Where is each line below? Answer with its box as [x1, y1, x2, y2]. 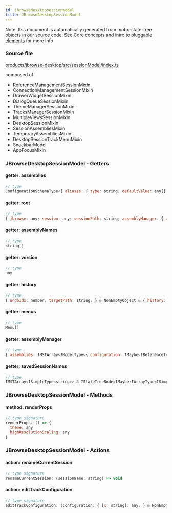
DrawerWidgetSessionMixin [12, 92, 72, 98]
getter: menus [5, 309, 36, 315]
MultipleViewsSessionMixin [12, 114, 71, 121]
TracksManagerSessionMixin [12, 109, 74, 115]
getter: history [5, 282, 37, 288]
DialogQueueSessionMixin [12, 98, 69, 104]
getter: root [5, 200, 30, 206]
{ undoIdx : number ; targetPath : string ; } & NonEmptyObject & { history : [5, 298, 166, 303]
